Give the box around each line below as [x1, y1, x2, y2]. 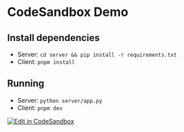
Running [7, 78, 45, 90]
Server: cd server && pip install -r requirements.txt [17, 50, 177, 58]
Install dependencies [7, 32, 100, 44]
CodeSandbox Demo [7, 4, 128, 20]
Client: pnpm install [17, 58, 75, 66]
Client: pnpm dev [17, 104, 63, 112]
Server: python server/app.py [17, 96, 103, 104]
